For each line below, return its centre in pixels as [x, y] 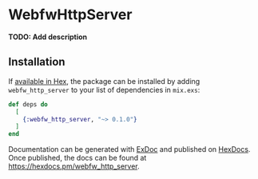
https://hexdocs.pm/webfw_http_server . [74, 166]
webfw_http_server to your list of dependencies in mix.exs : [104, 89]
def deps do [28, 104]
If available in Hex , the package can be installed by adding [104, 81]
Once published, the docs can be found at [77, 158]
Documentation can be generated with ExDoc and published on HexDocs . [129, 149]
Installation [37, 62]
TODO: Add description [48, 37]
